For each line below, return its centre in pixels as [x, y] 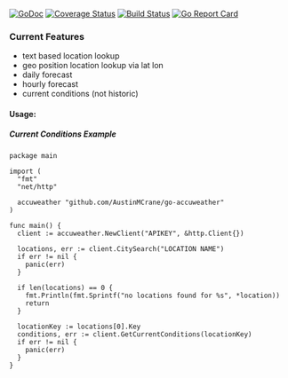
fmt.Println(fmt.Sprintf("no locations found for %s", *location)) [152, 295]
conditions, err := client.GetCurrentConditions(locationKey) [135, 334]
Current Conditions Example [63, 134]
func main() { [36, 225]
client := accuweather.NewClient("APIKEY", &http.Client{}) [131, 233]
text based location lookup [71, 56]
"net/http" [37, 186]
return [37, 303]
